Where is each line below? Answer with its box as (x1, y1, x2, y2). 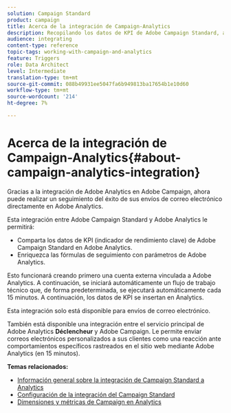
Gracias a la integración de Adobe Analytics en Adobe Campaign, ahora (7, 187, 211, 195)
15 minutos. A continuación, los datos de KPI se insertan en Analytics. (7, 293, 204, 301)
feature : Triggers (7, 55, 60, 62)
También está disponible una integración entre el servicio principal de (7, 319, 205, 328)
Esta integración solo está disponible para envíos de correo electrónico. (7, 306, 211, 315)
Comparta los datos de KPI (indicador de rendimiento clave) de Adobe (16, 235, 217, 244)
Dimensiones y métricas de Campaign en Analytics (16, 397, 162, 406)
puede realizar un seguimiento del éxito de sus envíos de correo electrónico (7, 194, 223, 203)
